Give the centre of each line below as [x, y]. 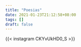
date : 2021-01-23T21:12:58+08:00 [41, 15]
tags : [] [15, 19]
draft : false [19, 24]
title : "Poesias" [24, 10]
